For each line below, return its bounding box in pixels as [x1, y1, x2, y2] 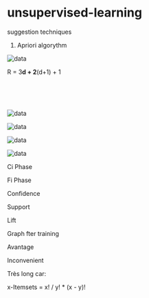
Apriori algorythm [16, 41, 67, 49]
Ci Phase [7, 162, 33, 170]
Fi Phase [7, 176, 32, 184]
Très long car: [7, 269, 47, 277]
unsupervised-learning [7, 5, 143, 21]
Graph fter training [7, 229, 60, 237]
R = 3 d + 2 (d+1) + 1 [7, 68, 61, 76]
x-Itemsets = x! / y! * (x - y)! [7, 283, 86, 291]
